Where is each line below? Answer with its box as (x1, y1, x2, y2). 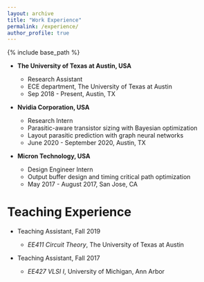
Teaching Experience (7, 205, 131, 220)
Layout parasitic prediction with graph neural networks (27, 131, 184, 140)
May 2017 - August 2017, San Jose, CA (27, 180, 138, 189)
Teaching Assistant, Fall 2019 (17, 227, 101, 236)
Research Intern (27, 117, 73, 125)
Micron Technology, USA (17, 152, 91, 160)
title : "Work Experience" (7, 17, 82, 23)
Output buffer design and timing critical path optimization (27, 173, 191, 181)
